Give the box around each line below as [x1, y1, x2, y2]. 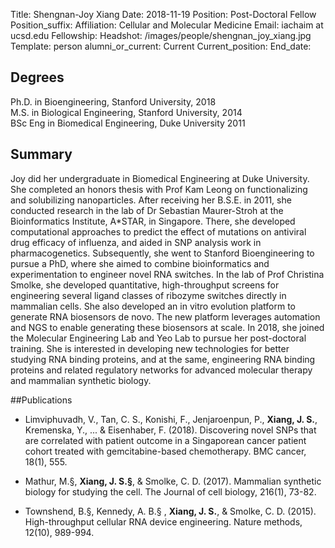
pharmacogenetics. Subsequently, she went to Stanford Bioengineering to [10, 247, 315, 259]
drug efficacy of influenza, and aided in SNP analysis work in [10, 236, 262, 248]
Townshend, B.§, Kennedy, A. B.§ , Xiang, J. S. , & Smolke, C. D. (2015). [24, 505, 317, 517]
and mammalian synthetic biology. [10, 374, 152, 386]
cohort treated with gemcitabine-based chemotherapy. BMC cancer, [24, 445, 307, 457]
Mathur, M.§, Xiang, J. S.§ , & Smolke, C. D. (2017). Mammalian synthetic [24, 475, 322, 487]
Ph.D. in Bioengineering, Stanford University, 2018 [10, 95, 217, 108]
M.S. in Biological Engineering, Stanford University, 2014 [10, 106, 243, 118]
